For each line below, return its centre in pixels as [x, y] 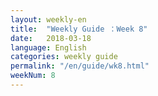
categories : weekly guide [64, 57]
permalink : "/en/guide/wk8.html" [80, 66]
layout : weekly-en [48, 19]
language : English [48, 47]
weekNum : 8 [33, 76]
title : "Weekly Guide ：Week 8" [79, 29]
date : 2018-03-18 [51, 38]
